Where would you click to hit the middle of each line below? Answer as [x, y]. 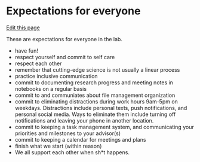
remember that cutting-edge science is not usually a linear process [97, 69]
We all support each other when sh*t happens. [72, 152]
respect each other [38, 63]
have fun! [27, 51]
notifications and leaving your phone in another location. [84, 120]
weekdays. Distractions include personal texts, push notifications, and [101, 108]
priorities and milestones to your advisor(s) [68, 133]
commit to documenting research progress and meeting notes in [94, 82]
